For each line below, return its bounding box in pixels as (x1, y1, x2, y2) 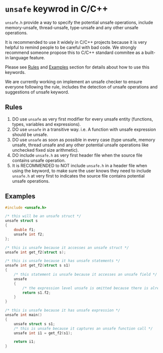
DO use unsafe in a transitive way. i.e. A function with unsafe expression (12, 126, 156, 132)
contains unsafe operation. (12, 157, 66, 163)
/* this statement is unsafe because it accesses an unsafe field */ (14, 272, 158, 277)
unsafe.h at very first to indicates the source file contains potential (12, 173, 145, 178)
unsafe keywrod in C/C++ (5, 3, 108, 15)
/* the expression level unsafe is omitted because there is (22, 285, 149, 290)
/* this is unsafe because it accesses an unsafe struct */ (5, 245, 130, 250)
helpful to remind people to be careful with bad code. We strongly (5, 44, 137, 50)
